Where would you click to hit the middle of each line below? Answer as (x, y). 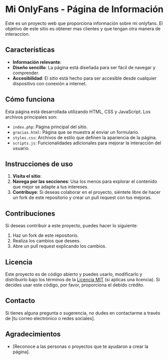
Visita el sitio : (27, 176)
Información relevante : (37, 62)
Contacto (20, 301)
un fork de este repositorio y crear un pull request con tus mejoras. (82, 197)
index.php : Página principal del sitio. (50, 127)
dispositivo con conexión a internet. (50, 83)
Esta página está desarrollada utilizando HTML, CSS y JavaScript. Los (78, 112)
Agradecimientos (33, 334)
